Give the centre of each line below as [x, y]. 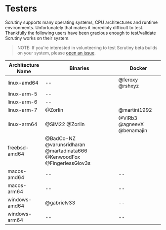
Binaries [79, 68]
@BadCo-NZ [60, 138]
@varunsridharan [65, 144]
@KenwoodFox [63, 157]
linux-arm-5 [22, 93]
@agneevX [131, 124]
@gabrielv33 [60, 202]
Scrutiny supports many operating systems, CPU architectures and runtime [82, 22]
